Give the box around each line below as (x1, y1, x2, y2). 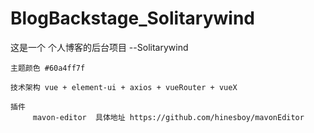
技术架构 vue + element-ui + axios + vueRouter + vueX (10, 82, 238, 92)
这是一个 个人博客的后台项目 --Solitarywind (10, 41, 189, 53)
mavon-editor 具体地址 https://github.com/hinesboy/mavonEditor (32, 112, 305, 122)
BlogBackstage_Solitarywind (10, 7, 256, 30)
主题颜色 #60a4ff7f (10, 63, 86, 73)
